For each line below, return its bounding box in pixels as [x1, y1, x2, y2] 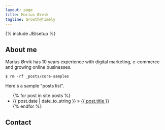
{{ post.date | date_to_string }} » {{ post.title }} [12, 98, 110, 104]
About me [5, 45, 37, 54]
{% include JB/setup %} [5, 31, 56, 37]
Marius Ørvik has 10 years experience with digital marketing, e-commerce [5, 59, 160, 65]
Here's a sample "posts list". [5, 83, 64, 89]
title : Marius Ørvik [5, 12, 49, 17]
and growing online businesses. [5, 64, 72, 70]
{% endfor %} [12, 103, 42, 109]
